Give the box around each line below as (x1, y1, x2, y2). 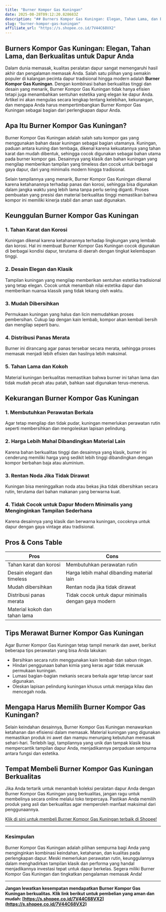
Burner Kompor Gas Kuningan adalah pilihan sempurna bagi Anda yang (5, 845, 150, 850)
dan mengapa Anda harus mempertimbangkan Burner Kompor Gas (5, 102, 141, 108)
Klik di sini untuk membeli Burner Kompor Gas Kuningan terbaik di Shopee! (5, 816, 157, 822)
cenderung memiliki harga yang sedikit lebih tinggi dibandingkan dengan (5, 455, 153, 460)
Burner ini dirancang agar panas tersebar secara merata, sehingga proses (5, 345, 156, 351)
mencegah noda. (12, 688, 47, 695)
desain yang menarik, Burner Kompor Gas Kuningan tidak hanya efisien (5, 86, 150, 92)
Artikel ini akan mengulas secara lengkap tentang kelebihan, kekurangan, (5, 96, 154, 102)
